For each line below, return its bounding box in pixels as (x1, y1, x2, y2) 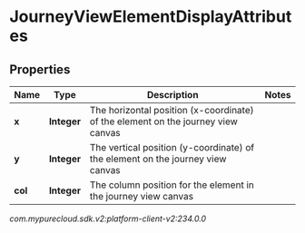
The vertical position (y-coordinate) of (89, 141, 255, 153)
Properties (9, 62, 71, 77)
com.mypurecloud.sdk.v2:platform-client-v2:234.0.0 (9, 213, 207, 224)
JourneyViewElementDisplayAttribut (9, 6, 292, 27)
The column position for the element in (89, 179, 254, 191)
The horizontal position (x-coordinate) (89, 104, 254, 116)
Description (146, 89, 199, 101)
